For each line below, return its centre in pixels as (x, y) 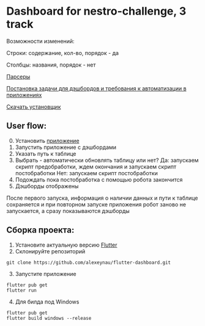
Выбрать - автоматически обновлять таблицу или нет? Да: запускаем (107, 160)
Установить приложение (47, 140)
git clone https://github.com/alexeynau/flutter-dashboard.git (89, 263)
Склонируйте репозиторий (50, 251)
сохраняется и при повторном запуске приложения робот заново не (96, 204)
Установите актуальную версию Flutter (66, 245)
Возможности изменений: (40, 41)
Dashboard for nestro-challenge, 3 (96, 11)
